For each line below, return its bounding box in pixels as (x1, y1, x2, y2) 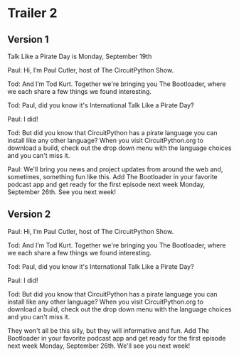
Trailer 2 (7, 5, 58, 21)
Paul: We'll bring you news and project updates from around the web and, (7, 165, 223, 174)
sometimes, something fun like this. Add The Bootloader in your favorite (7, 173, 218, 181)
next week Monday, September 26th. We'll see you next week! (7, 341, 191, 350)
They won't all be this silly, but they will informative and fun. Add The (7, 326, 210, 335)
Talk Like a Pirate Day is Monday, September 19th (7, 52, 152, 60)
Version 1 (7, 33, 49, 46)
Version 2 (7, 208, 51, 220)
